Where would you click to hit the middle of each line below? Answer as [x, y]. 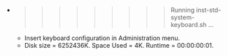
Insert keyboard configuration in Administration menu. [102, 38]
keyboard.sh [188, 25]
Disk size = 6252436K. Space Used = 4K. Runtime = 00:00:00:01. [119, 45]
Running [183, 10]
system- [182, 17]
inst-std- [208, 10]
